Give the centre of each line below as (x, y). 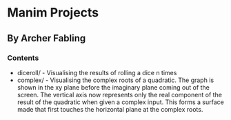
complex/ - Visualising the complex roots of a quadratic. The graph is (115, 80)
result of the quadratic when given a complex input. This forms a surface (120, 102)
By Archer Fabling (47, 38)
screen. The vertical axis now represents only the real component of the (120, 94)
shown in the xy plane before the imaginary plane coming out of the (113, 87)
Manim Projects (53, 13)
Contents (23, 58)
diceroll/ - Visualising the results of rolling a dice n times (97, 72)
